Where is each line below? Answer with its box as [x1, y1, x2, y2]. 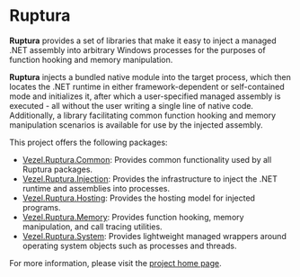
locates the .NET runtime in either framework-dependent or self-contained [9, 81, 285, 92]
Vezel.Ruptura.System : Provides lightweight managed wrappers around [22, 230, 287, 241]
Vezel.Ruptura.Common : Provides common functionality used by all [22, 154, 272, 165]
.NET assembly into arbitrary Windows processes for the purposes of [9, 44, 267, 55]
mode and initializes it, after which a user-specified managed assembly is [9, 91, 281, 102]
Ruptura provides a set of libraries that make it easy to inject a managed [9, 35, 277, 46]
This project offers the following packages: [9, 137, 168, 147]
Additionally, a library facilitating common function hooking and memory [9, 110, 277, 121]
